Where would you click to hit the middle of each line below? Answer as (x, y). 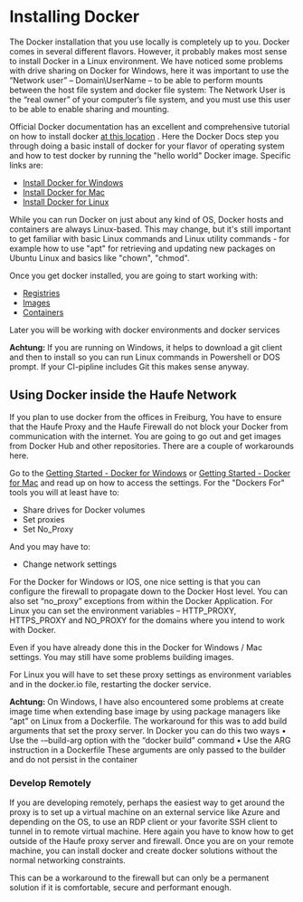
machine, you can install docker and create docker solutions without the (144, 851)
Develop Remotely (51, 782)
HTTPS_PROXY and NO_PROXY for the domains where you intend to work (147, 620)
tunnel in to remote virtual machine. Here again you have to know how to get (151, 831)
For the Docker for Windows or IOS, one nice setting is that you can (135, 581)
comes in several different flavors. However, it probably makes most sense (148, 51)
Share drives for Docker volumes (84, 510)
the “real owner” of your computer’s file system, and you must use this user (150, 99)
